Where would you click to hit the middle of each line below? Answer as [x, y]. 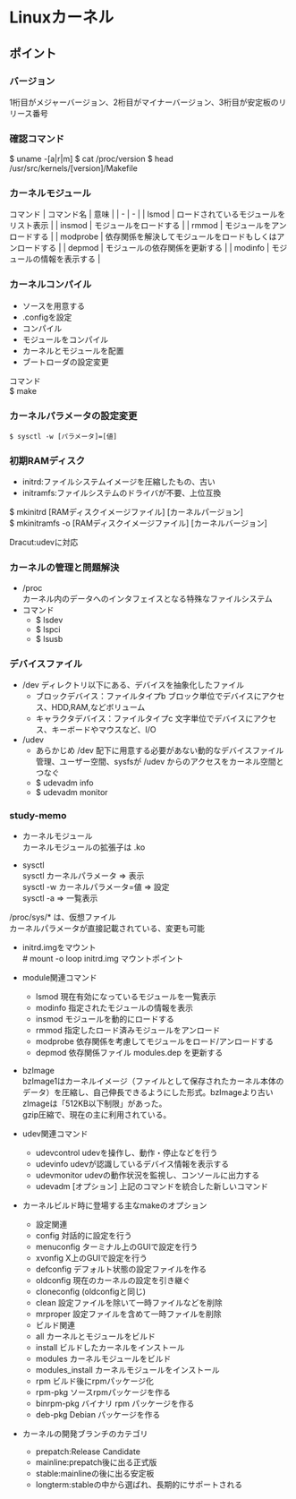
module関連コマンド [59, 978]
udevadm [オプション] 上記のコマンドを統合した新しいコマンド [152, 1186]
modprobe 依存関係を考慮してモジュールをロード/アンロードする [155, 1041]
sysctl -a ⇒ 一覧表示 [60, 898]
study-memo [38, 815]
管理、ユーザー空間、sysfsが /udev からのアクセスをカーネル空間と [160, 761]
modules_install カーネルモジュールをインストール [127, 1370]
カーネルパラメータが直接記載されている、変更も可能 [107, 929]
